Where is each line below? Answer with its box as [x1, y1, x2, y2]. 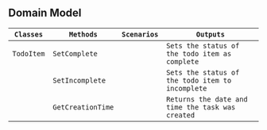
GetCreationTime [52, 102, 114, 112]
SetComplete [52, 49, 98, 58]
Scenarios [122, 29, 159, 39]
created [165, 110, 195, 120]
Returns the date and [165, 94, 248, 104]
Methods [68, 29, 98, 39]
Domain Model [8, 6, 82, 20]
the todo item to [165, 75, 232, 85]
